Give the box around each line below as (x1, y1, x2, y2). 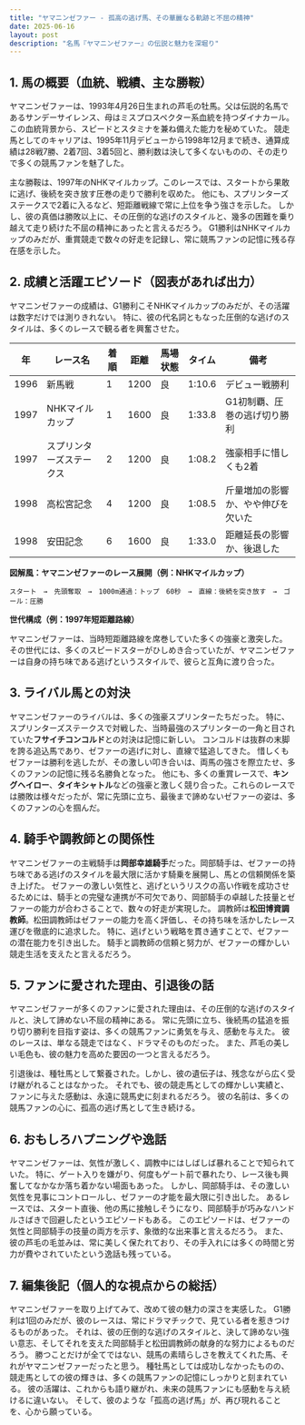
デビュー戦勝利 (225, 378, 290, 391)
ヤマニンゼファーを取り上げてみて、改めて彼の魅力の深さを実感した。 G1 (9, 1303, 283, 1314)
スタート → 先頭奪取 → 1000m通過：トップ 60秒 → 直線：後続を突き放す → (9, 586, 278, 596)
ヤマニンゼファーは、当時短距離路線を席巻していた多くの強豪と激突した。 (9, 633, 288, 644)
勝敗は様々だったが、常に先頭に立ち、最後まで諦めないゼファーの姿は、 (16, 790, 288, 801)
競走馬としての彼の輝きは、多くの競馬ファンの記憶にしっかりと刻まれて (9, 1371, 280, 1382)
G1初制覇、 (225, 395, 275, 408)
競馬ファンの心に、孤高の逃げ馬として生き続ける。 (9, 1103, 201, 1114)
